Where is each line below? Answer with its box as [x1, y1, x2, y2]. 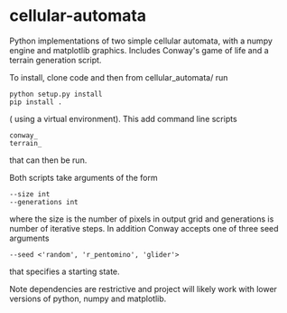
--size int [9, 189, 51, 199]
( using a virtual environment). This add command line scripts [9, 113, 237, 124]
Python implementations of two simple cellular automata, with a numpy [9, 35, 273, 46]
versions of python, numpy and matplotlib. [9, 293, 167, 304]
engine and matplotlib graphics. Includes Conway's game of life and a [9, 44, 269, 55]
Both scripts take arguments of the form [9, 172, 158, 183]
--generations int [9, 197, 79, 206]
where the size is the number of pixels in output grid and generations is [9, 213, 274, 224]
